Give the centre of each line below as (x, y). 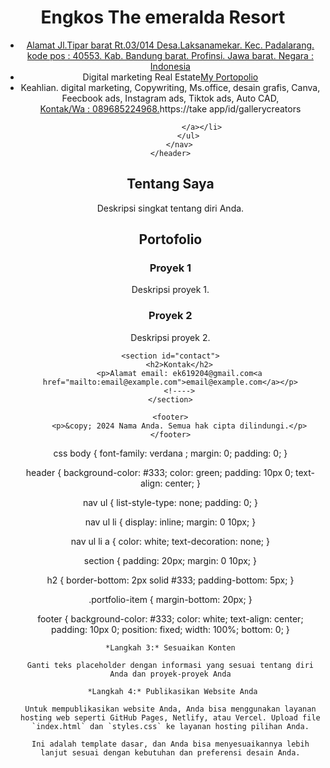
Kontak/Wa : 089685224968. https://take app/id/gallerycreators (170, 108)
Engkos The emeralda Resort (163, 17)
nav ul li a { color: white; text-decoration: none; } (170, 541)
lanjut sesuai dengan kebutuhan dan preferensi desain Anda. (170, 752)
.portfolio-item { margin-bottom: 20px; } (170, 599)
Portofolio (170, 239)
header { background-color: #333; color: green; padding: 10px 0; (159, 472)
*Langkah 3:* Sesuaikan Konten (170, 647)
